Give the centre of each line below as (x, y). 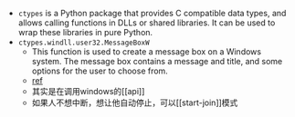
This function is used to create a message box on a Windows (147, 52)
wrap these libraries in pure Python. (85, 32)
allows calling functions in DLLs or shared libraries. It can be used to (147, 23)
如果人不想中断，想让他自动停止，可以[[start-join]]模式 (135, 102)
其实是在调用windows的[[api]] (88, 91)
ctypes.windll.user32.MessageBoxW (84, 43)
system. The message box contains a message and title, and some (157, 61)
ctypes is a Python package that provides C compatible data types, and (152, 13)
